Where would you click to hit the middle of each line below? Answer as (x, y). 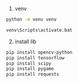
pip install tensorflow (35, 58)
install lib (25, 41)
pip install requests (33, 74)
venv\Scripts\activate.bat (39, 30)
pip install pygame (30, 69)
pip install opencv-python (39, 52)
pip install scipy (29, 63)
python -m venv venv (32, 20)
